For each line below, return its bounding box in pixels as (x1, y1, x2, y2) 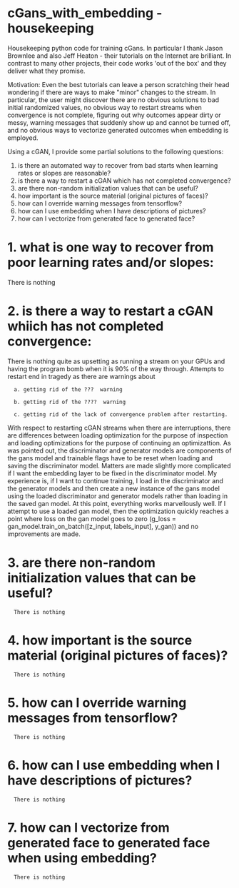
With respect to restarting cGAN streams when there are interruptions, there (7, 423, 231, 432)
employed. (7, 133, 39, 142)
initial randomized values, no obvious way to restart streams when (7, 103, 202, 111)
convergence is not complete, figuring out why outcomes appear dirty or (7, 111, 221, 119)
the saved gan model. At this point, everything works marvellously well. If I (7, 499, 226, 508)
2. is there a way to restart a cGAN (7, 303, 214, 319)
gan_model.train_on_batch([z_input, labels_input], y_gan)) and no (7, 522, 198, 530)
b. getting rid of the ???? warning (14, 398, 126, 405)
